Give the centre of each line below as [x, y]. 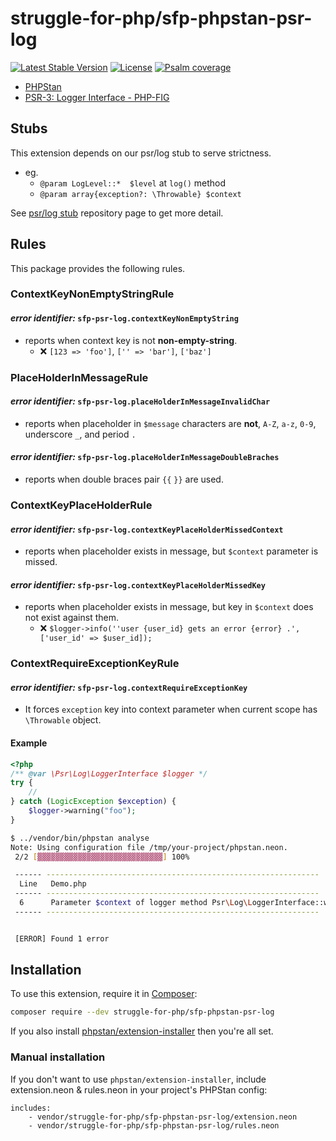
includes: [31, 1108]
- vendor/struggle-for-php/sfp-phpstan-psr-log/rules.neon [154, 1125]
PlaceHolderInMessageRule [79, 377]
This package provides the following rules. [98, 268]
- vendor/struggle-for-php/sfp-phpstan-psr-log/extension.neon [163, 1117]
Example [29, 743]
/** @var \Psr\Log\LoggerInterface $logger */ [109, 773]
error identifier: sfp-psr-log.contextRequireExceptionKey [129, 687]
